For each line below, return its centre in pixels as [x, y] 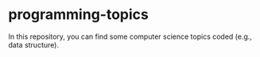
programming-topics [78, 15]
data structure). [34, 44]
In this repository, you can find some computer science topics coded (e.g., [130, 36]
